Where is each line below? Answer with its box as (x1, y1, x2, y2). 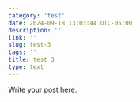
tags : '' (8, 48, 37, 56)
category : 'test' (8, 11, 66, 20)
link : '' (8, 33, 37, 42)
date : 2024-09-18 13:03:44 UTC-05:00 (8, 19, 133, 27)
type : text (8, 63, 44, 71)
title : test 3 (8, 56, 55, 64)
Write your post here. (8, 85, 78, 94)
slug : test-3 (8, 41, 51, 49)
